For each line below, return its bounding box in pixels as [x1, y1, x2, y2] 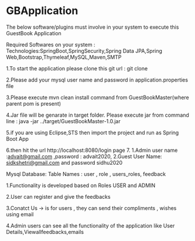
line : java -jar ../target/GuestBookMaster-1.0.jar [6, 117, 121, 124]
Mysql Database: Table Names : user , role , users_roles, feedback [6, 170, 166, 177]
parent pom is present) [6, 100, 61, 107]
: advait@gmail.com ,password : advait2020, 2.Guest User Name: [6, 152, 162, 159]
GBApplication [6, 4, 78, 18]
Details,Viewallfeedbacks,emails [6, 228, 84, 235]
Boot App [6, 135, 29, 142]
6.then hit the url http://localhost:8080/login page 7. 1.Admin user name [6, 147, 178, 154]
